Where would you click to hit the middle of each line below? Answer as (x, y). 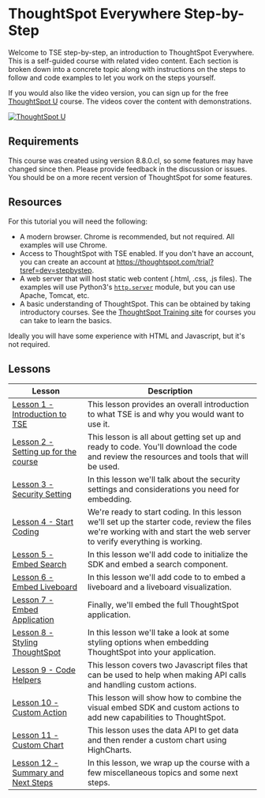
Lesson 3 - (33, 484)
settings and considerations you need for (163, 489)
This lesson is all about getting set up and (164, 437)
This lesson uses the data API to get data (163, 730)
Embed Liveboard (45, 587)
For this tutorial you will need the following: (78, 221)
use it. (99, 424)
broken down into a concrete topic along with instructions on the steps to (127, 69)
